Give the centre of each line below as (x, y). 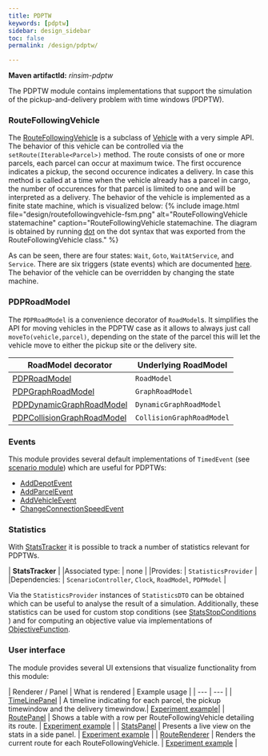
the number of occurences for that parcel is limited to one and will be (122, 189)
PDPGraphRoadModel (53, 392)
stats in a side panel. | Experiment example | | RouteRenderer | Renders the (132, 734)
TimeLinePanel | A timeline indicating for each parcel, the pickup (115, 700)
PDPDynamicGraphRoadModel (70, 404)
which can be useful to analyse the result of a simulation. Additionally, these (134, 604)
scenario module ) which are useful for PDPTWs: (87, 468)
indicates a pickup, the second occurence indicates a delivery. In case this (131, 172)
